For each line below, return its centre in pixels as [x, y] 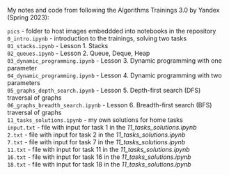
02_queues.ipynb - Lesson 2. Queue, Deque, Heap [79, 53]
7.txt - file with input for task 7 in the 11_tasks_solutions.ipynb [96, 142]
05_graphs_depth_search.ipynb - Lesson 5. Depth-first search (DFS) [104, 90]
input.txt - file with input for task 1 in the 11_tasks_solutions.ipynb [102, 127]
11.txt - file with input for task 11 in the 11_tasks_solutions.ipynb [98, 150]
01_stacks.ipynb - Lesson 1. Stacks [58, 46]
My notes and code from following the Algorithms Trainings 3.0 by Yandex [113, 10]
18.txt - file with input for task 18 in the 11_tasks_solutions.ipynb [99, 164]
